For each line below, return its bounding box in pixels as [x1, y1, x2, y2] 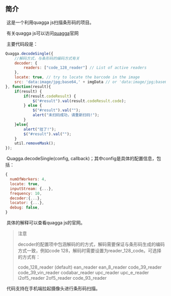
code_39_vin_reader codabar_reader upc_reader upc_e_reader [17, 270, 149, 276]
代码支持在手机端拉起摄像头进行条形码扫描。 [6, 285, 100, 291]
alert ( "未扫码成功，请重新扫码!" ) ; [32, 112, 100, 118]
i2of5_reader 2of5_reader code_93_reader [17, 275, 107, 281]
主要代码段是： [6, 41, 38, 47]
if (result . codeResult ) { [23, 94, 76, 99]
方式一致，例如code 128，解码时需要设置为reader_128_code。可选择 [17, 248, 162, 254]
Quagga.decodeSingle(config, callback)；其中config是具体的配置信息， [6, 156, 157, 162]
